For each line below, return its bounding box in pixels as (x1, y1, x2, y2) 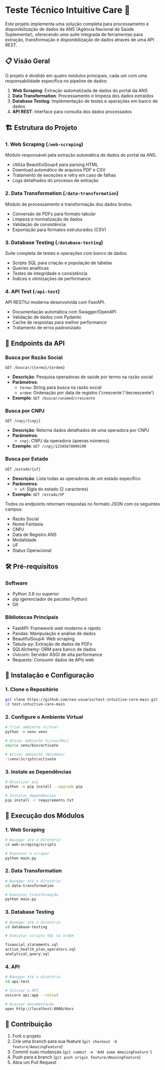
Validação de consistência (12, 221, 66, 227)
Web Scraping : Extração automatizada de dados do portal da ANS (12, 87, 148, 93)
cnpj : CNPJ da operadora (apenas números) (19, 438, 110, 444)
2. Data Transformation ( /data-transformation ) (5, 190, 119, 197)
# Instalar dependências (5, 793, 56, 798)
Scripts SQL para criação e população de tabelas (12, 260, 113, 266)
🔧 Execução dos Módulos (5, 811, 84, 820)
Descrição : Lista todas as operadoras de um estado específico (12, 476, 141, 481)
